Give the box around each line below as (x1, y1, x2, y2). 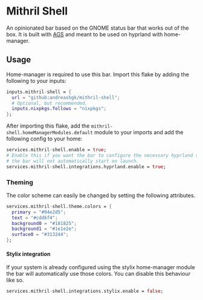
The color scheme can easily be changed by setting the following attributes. (6, 192, 196, 199)
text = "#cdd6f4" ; (11, 215, 59, 221)
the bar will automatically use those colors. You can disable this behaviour (6, 270, 191, 278)
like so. (6, 276, 24, 284)
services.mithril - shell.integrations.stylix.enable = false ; (6, 289, 164, 295)
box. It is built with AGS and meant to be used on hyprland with (6, 30, 163, 37)
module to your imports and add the (94, 129, 184, 136)
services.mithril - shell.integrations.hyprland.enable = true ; (6, 163, 166, 170)
